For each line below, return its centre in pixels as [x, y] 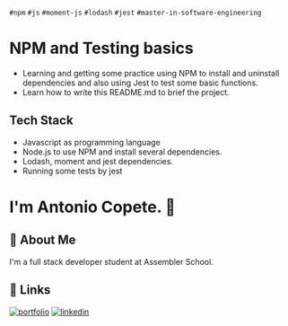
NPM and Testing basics [102, 48]
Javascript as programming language [92, 142]
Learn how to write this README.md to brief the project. [126, 92]
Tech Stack [41, 121]
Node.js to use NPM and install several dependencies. [122, 152]
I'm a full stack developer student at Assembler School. [111, 261]
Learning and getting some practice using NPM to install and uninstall [151, 73]
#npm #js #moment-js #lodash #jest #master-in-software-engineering [135, 13]
